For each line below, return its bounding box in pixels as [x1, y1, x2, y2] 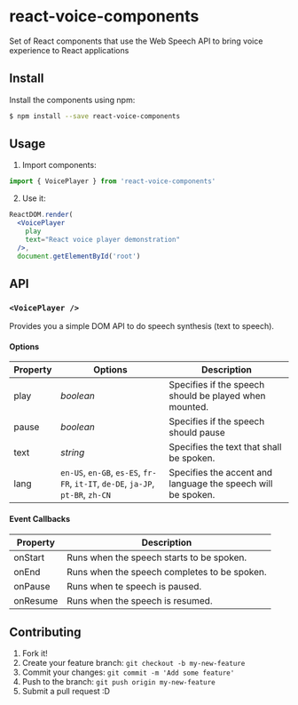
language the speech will [169, 477, 273, 490]
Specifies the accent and [169, 467, 273, 479]
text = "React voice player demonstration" [25, 235, 180, 244]
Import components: [21, 160, 97, 171]
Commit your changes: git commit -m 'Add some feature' [21, 667, 235, 677]
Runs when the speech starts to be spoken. [66, 551, 247, 564]
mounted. [169, 401, 209, 413]
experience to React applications [9, 44, 129, 55]
